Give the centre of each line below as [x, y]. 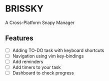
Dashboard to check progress [43, 73]
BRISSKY [24, 9]
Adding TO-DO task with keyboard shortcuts [58, 50]
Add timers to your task [36, 67]
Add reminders [28, 61]
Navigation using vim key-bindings [48, 56]
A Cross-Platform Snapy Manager [40, 22]
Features [19, 38]
